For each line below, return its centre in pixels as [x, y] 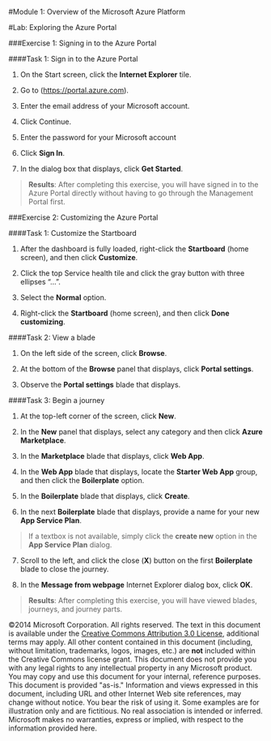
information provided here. [53, 728]
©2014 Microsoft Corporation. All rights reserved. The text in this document [135, 625]
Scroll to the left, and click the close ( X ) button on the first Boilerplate [136, 560]
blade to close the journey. [64, 569]
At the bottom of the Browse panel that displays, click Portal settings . [137, 369]
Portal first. [47, 201]
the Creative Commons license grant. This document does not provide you [133, 659]
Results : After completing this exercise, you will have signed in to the [143, 184]
